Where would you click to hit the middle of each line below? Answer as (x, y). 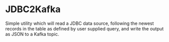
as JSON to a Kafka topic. (32, 34)
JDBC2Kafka (33, 9)
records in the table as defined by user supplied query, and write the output (84, 28)
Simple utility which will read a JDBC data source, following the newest (80, 23)
